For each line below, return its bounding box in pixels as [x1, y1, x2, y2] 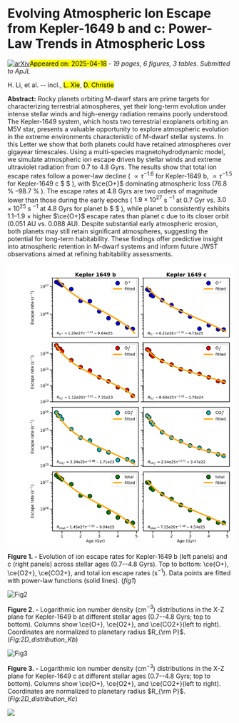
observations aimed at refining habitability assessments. [7, 249, 173, 258]
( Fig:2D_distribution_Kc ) [7, 694, 78, 703]
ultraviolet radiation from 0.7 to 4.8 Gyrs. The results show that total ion [7, 163, 218, 171]
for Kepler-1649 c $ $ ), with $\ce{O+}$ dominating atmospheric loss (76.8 [7, 179, 227, 188]
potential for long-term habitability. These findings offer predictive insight [7, 234, 223, 243]
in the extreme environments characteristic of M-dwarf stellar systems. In [7, 132, 223, 141]
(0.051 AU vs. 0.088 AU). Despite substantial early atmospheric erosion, [7, 219, 219, 228]
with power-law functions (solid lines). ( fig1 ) [7, 576, 137, 585]
